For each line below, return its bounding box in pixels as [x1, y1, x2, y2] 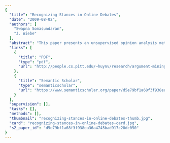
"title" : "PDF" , [18, 54, 53, 60]
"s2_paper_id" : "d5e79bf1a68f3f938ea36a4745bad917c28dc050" [9, 125, 139, 130]
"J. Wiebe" [14, 31, 37, 36]
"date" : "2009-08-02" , [9, 17, 57, 22]
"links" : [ [9, 45, 32, 50]
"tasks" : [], [9, 106, 37, 112]
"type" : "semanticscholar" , [18, 83, 78, 88]
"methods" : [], [9, 111, 42, 117]
